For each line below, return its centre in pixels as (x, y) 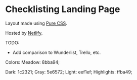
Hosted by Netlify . (24, 33)
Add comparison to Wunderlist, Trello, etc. (57, 52)
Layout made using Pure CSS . (36, 23)
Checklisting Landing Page (63, 9)
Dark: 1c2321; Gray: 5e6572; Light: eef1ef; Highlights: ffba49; (69, 72)
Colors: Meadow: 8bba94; (32, 62)
